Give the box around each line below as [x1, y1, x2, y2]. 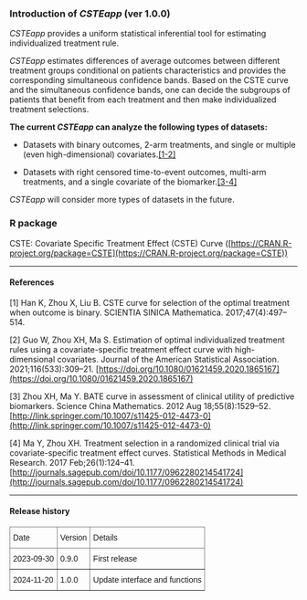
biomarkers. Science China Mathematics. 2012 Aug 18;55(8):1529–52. [9, 400, 271, 411]
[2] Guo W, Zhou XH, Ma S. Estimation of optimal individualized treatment [9, 334, 285, 345]
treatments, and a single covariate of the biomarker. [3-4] [22, 176, 238, 187]
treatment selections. [9, 104, 90, 115]
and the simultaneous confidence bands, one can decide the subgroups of [9, 85, 291, 96]
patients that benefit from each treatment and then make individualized [9, 94, 277, 105]
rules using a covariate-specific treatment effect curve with [9, 343, 233, 354]
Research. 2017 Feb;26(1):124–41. [9, 457, 135, 468]
